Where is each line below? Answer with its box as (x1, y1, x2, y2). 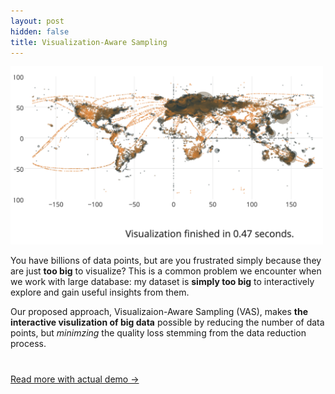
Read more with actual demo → (10, 373, 140, 385)
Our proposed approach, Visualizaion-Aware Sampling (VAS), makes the (10, 306, 309, 318)
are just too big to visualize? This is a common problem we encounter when (10, 265, 322, 277)
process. (10, 338, 47, 350)
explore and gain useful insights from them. (10, 286, 190, 299)
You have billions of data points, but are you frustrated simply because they (10, 255, 322, 267)
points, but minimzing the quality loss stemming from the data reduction (10, 327, 307, 339)
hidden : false (10, 26, 70, 37)
